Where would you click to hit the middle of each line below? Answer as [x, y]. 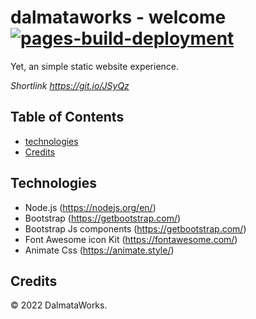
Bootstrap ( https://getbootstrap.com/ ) [103, 218]
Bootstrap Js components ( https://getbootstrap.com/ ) [135, 228]
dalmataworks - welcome [118, 17]
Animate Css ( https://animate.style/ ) [99, 250]
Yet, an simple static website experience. [95, 66]
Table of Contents [67, 117]
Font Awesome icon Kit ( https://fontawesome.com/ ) [131, 239]
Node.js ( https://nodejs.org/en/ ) [90, 207]
